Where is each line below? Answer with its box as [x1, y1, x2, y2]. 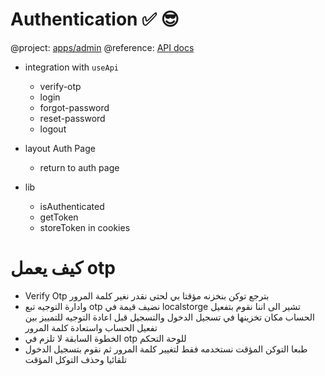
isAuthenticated [39, 200, 105, 212]
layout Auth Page [24, 142, 96, 154]
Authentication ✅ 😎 [10, 8, 180, 31]
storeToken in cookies [39, 221, 131, 233]
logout [39, 123, 67, 135]
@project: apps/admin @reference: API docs [10, 41, 195, 53]
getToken [39, 211, 79, 223]
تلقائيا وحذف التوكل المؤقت [24, 353, 127, 365]
